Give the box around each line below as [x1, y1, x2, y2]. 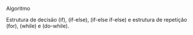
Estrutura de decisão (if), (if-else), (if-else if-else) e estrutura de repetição [6, 16, 187, 23]
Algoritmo [6, 5, 31, 12]
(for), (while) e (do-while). [6, 23, 69, 29]
